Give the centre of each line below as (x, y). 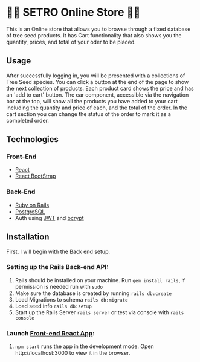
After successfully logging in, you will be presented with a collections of (96, 76)
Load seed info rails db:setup (53, 306)
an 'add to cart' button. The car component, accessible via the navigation (98, 95)
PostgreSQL (30, 212)
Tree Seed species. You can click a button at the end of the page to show (98, 82)
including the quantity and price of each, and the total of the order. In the (97, 108)
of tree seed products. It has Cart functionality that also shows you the (94, 35)
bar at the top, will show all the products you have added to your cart (92, 101)
